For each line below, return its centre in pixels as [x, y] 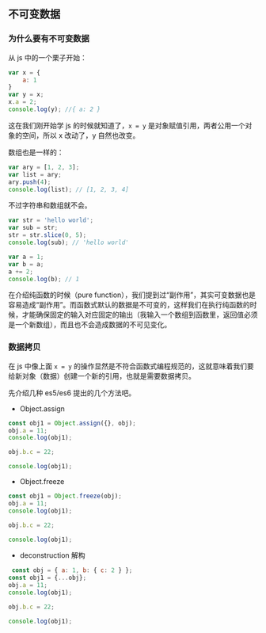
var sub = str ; [33, 228]
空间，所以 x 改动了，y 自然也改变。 [81, 135]
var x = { [25, 72]
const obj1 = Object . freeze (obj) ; [65, 496]
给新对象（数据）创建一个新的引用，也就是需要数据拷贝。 [102, 376]
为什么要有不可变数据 [49, 39]
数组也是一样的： [36, 152]
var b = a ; [26, 264]
